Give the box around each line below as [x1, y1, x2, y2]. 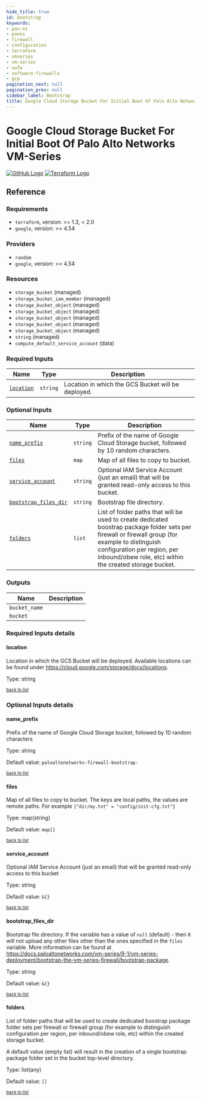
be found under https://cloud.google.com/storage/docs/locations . [6, 663, 169, 670]
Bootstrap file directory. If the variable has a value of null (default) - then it [6, 930, 191, 938]
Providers [6, 240, 35, 248]
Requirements [6, 205, 48, 213]
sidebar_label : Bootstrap [6, 93, 71, 99]
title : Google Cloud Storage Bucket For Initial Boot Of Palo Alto [6, 98, 178, 104]
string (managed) [14, 333, 60, 340]
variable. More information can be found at [6, 944, 112, 951]
